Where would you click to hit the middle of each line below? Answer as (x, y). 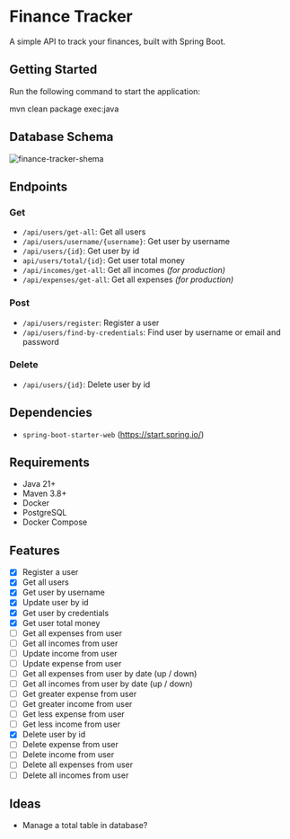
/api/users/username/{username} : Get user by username (126, 242)
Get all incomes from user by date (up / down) (107, 684)
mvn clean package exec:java (64, 109)
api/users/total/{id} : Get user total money (104, 261)
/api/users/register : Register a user (91, 322)
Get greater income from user (77, 704)
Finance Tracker (71, 17)
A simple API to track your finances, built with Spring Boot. (118, 41)
